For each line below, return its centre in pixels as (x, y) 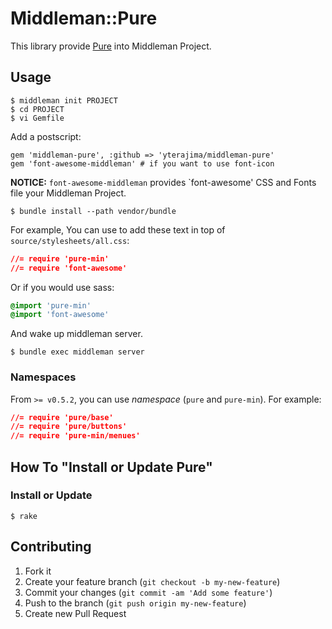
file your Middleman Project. (68, 193)
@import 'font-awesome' (60, 315)
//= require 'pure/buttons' (69, 427)
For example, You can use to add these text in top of (118, 229)
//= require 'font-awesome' (69, 268)
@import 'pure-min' (51, 305)
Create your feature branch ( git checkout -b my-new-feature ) (152, 581)
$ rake (24, 516)
